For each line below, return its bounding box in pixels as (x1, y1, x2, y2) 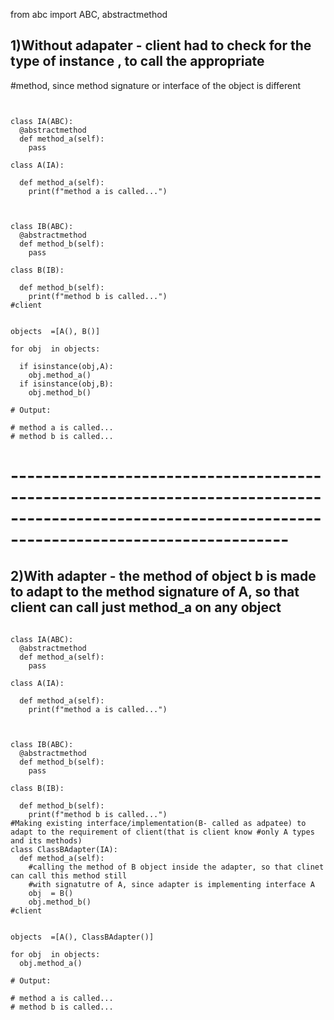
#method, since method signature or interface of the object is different (10, 79, 302, 91)
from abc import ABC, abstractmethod (10, 9, 168, 20)
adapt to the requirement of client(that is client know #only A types (10, 827, 315, 837)
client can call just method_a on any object (10, 599, 282, 616)
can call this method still (10, 870, 128, 881)
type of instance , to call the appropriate (10, 53, 265, 70)
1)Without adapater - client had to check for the (10, 37, 312, 54)
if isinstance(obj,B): (19, 379, 114, 389)
